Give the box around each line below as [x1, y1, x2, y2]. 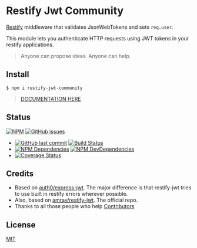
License [6, 220, 36, 230]
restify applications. [6, 41, 54, 48]
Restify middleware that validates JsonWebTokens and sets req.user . [6, 23, 173, 30]
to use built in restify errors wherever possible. [14, 191, 128, 198]
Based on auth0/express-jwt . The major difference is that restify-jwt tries [14, 184, 192, 191]
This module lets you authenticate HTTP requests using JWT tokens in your [6, 35, 189, 42]
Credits [6, 168, 34, 178]
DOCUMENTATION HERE [20, 95, 81, 102]
